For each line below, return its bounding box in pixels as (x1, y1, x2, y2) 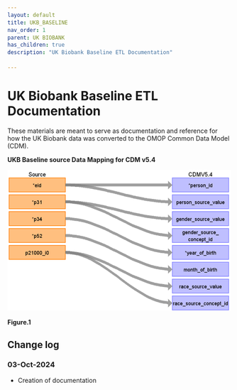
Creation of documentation (17, 376, 97, 384)
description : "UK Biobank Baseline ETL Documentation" (7, 49, 173, 56)
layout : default (7, 11, 55, 18)
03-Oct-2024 (7, 359, 55, 369)
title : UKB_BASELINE (7, 18, 69, 26)
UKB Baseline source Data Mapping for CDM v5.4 (7, 155, 156, 163)
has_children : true (7, 41, 65, 49)
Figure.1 (7, 318, 31, 327)
